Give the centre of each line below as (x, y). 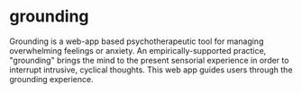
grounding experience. (51, 79)
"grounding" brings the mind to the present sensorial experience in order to (149, 60)
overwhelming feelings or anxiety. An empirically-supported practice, (138, 50)
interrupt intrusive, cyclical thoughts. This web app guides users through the (151, 70)
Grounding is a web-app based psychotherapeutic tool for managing (137, 41)
